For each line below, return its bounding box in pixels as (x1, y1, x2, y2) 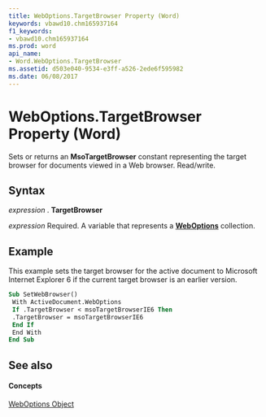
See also (8, 358, 53, 372)
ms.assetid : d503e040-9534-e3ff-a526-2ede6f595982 (8, 65, 184, 73)
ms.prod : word (8, 42, 57, 50)
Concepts (8, 381, 42, 391)
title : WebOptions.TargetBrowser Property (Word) (8, 11, 181, 20)
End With (11, 328, 42, 337)
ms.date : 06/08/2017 (8, 72, 79, 80)
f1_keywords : (8, 27, 53, 35)
